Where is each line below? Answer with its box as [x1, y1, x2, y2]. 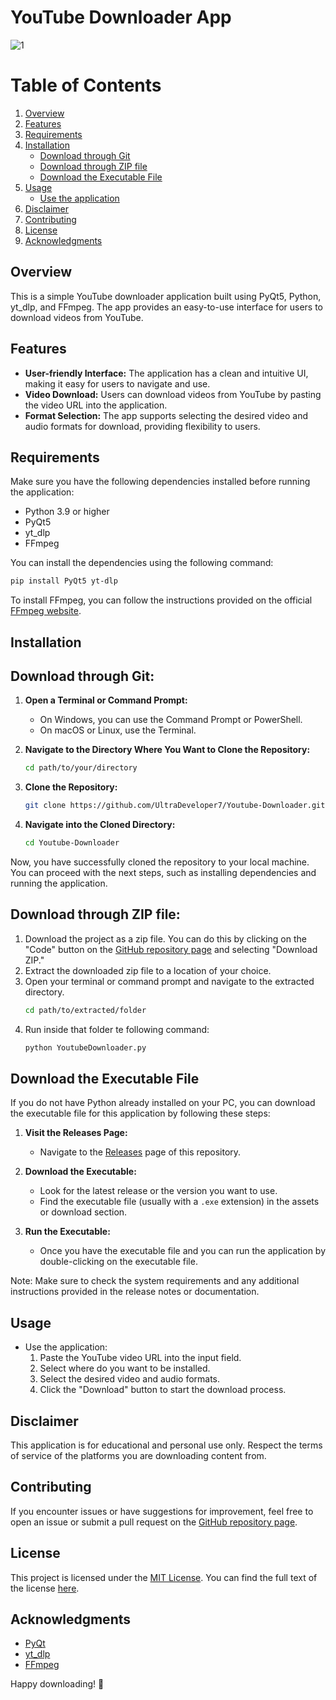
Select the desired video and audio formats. [39, 1373, 221, 1385]
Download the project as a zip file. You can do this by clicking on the [24, 932, 307, 945]
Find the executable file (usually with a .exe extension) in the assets [39, 1196, 320, 1208]
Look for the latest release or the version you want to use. [39, 1185, 278, 1197]
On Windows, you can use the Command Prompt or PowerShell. [39, 714, 303, 726]
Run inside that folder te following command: [24, 1023, 210, 1035]
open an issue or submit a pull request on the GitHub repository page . [10, 1516, 298, 1528]
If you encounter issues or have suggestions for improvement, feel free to [10, 1505, 314, 1517]
